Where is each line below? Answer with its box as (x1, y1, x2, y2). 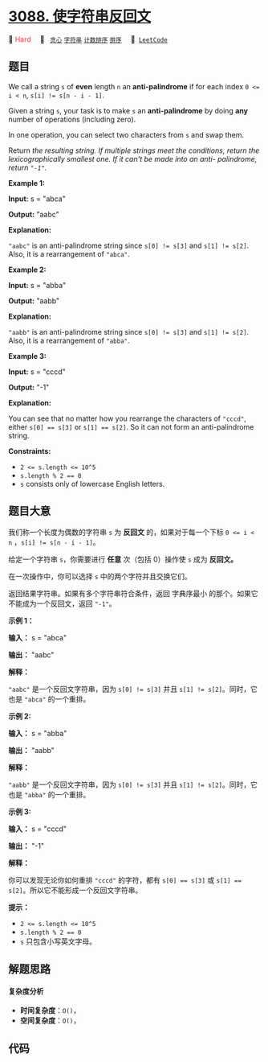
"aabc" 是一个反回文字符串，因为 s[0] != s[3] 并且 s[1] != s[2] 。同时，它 (8, 684, 258, 694)
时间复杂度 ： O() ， (19, 1006, 81, 1015)
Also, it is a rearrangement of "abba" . (8, 335, 130, 345)
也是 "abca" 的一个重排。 (8, 694, 91, 704)
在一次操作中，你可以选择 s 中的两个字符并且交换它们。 (8, 571, 193, 581)
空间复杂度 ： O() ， (19, 1015, 81, 1026)
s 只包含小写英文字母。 (19, 936, 96, 946)
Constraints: (8, 446, 51, 455)
